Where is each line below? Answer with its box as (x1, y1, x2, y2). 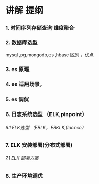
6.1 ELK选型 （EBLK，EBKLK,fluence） (5, 124, 86, 130)
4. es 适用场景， (5, 81, 45, 88)
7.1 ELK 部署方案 (5, 155, 39, 161)
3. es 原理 (5, 66, 30, 73)
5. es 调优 (5, 96, 30, 103)
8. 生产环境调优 (5, 172, 43, 179)
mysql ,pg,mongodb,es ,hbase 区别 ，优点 (5, 52, 94, 58)
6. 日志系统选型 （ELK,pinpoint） (5, 111, 88, 118)
